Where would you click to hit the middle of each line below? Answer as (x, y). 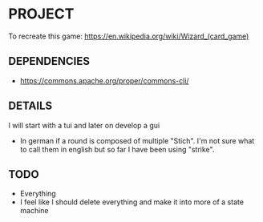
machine (34, 211)
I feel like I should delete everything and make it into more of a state (132, 202)
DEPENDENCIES (49, 61)
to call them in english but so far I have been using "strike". (117, 149)
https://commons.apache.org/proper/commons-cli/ (105, 80)
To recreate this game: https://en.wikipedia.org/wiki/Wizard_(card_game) (129, 36)
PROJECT (41, 14)
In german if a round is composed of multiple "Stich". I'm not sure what (137, 140)
